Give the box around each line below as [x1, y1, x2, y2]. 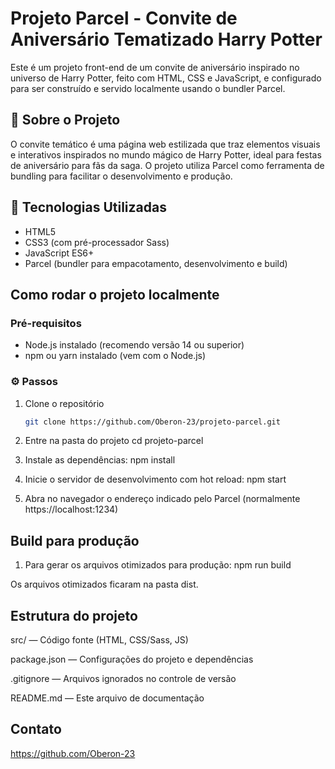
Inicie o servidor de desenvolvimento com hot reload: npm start [24, 473, 287, 486]
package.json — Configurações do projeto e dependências [10, 653, 254, 666]
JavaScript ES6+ [24, 247, 95, 259]
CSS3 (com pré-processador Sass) [24, 236, 170, 248]
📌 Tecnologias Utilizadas [10, 199, 167, 216]
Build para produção [10, 532, 140, 549]
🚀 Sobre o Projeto [10, 112, 121, 129]
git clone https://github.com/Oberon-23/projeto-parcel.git [24, 417, 281, 427]
